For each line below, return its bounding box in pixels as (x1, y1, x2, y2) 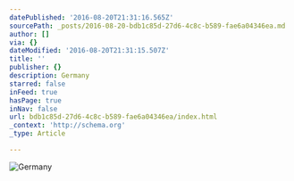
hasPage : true (9, 95, 63, 105)
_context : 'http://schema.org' (9, 121, 126, 130)
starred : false (9, 79, 66, 88)
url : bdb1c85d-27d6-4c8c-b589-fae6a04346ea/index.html (9, 112, 218, 121)
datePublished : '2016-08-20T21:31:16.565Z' (9, 12, 174, 22)
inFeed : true (9, 87, 58, 96)
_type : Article (9, 129, 66, 138)
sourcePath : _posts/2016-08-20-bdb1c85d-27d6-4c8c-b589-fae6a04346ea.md (9, 21, 286, 30)
